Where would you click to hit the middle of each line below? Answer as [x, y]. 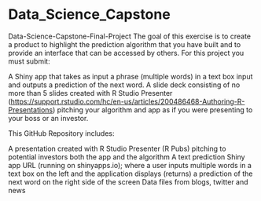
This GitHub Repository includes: [61, 133]
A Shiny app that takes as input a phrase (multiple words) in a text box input [130, 76]
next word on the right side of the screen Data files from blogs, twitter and [129, 181]
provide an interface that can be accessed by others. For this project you [126, 53]
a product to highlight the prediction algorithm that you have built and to [125, 44]
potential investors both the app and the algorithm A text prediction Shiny [127, 157]
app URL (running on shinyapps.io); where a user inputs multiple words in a [130, 165]
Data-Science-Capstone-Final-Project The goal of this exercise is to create [130, 36]
